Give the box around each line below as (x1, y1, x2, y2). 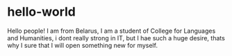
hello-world (7, 4, 76, 20)
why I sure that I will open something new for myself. (7, 41, 158, 49)
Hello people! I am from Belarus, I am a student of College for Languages (7, 27, 216, 35)
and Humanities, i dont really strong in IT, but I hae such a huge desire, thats (7, 33, 226, 42)
